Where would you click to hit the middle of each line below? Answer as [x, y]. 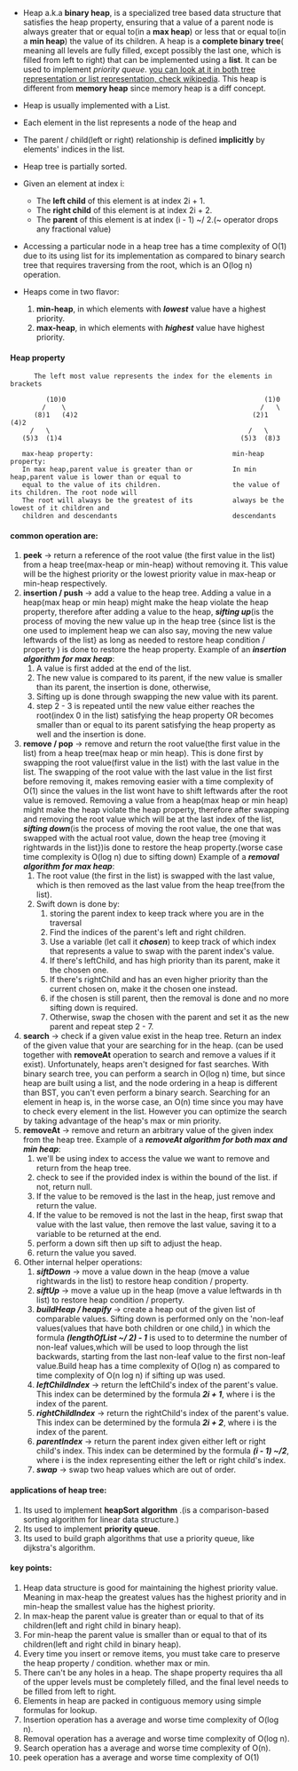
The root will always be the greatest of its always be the [153, 500]
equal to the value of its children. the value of [151, 485]
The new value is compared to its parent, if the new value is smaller [159, 678]
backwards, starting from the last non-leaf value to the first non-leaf [161, 1357]
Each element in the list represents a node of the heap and [130, 122]
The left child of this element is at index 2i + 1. [121, 201]
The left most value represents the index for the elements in [153, 376]
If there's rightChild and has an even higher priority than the [159, 980]
